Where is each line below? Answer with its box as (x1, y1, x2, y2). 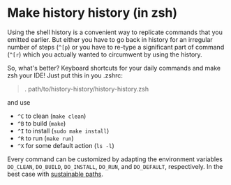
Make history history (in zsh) (7, 5, 178, 21)
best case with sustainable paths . (7, 170, 103, 178)
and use (7, 98, 31, 106)
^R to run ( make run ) (17, 134, 75, 142)
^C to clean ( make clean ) (17, 112, 87, 120)
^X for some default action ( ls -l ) (17, 141, 114, 149)
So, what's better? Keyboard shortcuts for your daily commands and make (7, 64, 221, 72)
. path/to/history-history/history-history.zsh (24, 84, 149, 93)
